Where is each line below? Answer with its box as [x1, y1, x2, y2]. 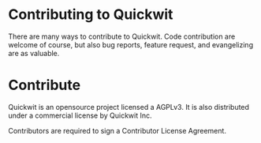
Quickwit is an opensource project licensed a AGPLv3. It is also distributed [8, 102, 250, 111]
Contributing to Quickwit [8, 6, 173, 24]
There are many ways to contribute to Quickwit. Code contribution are [8, 32, 236, 41]
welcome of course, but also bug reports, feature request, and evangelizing [8, 40, 254, 49]
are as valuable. [8, 48, 60, 58]
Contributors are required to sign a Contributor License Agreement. [8, 126, 227, 135]
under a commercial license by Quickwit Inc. [8, 111, 152, 120]
